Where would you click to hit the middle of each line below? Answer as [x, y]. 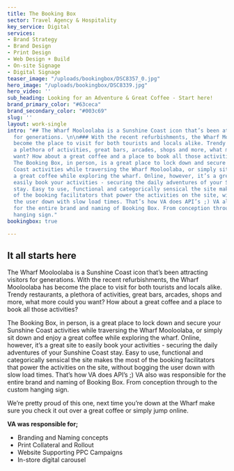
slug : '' [20, 117]
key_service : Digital [39, 27]
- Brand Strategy [32, 40]
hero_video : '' [29, 91]
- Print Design [29, 53]
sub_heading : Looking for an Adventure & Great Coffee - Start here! [110, 98]
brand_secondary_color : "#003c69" [57, 111]
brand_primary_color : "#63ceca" [54, 105]
